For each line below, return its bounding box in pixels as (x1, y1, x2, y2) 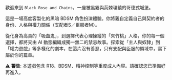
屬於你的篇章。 (5, 52, 37, 58)
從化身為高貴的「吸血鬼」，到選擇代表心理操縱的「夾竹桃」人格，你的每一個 (5, 33, 165, 38)
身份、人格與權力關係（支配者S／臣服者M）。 (5, 22, 100, 28)
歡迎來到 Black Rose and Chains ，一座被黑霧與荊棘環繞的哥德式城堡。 (5, 5, 154, 10)
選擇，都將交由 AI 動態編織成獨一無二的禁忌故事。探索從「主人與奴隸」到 (5, 39, 160, 45)
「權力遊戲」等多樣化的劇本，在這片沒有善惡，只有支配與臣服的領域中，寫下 (5, 46, 167, 51)
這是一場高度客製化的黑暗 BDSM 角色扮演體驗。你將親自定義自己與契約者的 (5, 15, 165, 22)
